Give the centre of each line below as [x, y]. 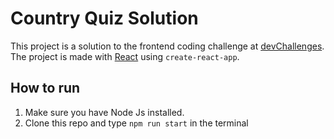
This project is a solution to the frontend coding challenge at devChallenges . [167, 46]
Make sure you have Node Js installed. [104, 112]
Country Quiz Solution [104, 18]
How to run [45, 88]
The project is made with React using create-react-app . [125, 56]
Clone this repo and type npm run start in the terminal [136, 123]
